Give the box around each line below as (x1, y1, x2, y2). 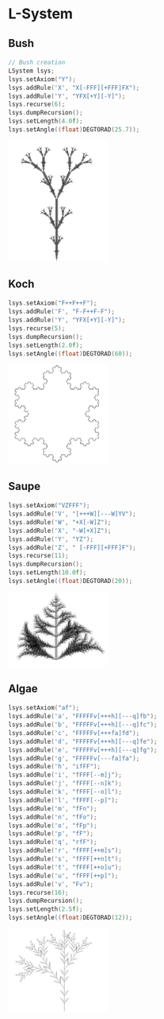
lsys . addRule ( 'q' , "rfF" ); (8, 838, 97, 846)
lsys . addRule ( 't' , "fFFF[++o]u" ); (8, 863, 123, 871)
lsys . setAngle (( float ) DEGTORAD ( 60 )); (8, 349, 133, 358)
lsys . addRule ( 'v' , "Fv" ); (8, 880, 93, 888)
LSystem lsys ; (8, 67, 55, 75)
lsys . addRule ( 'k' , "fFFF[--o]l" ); (8, 788, 123, 796)
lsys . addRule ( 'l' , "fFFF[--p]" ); (8, 796, 119, 804)
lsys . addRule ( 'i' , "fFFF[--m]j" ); (8, 771, 123, 780)
